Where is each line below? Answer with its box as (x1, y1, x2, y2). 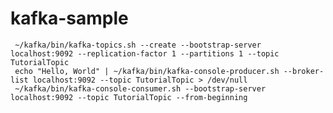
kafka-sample (10, 7, 129, 30)
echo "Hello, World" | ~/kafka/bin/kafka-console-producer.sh (14, 66, 280, 76)
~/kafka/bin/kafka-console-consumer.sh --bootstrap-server (14, 83, 267, 94)
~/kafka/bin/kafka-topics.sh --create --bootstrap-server (14, 40, 262, 50)
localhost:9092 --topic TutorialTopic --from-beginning (10, 92, 248, 102)
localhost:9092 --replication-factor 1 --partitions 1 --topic (10, 48, 280, 59)
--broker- (283, 66, 325, 76)
